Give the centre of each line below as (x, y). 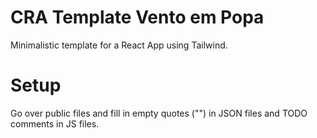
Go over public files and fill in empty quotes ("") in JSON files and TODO (159, 113)
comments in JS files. (55, 123)
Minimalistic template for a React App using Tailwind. (119, 45)
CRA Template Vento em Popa (137, 17)
